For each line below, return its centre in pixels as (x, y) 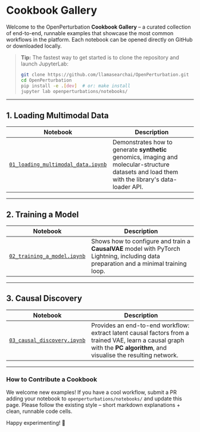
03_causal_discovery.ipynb (47, 340)
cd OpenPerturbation (46, 80)
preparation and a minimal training (139, 264)
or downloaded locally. (34, 46)
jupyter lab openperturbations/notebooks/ (74, 91)
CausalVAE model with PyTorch (136, 249)
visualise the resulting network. (135, 355)
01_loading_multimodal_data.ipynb (58, 165)
